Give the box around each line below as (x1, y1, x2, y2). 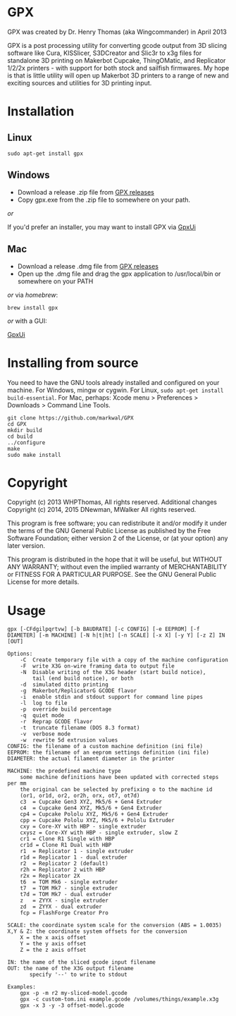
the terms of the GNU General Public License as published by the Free (7, 527, 211, 535)
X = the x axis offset (20, 934, 87, 941)
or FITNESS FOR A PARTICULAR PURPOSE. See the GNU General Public (7, 570, 217, 579)
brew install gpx (7, 304, 58, 311)
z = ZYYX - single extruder (20, 897, 109, 905)
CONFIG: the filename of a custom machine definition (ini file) (7, 743, 203, 750)
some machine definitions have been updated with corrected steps (20, 773, 219, 781)
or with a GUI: (7, 317, 47, 325)
